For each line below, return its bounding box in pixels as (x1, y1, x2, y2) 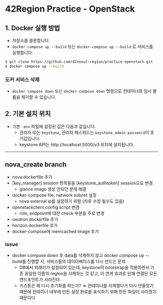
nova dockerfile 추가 (12, 174, 52, 180)
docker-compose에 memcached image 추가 (12, 229, 99, 234)
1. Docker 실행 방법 (5, 24, 60, 32)
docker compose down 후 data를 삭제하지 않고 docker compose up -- (12, 252, 149, 258)
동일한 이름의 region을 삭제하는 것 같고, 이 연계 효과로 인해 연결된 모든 (24, 270, 158, 276)
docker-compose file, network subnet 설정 (12, 192, 97, 198)
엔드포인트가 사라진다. (19, 276, 62, 282)
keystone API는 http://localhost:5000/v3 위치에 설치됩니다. (19, 141, 134, 147)
